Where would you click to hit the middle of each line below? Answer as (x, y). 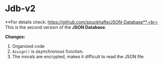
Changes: (15, 37)
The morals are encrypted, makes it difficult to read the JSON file (78, 56)
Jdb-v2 (20, 9)
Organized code (28, 46)
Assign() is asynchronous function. (48, 51)
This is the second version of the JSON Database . (56, 27)
